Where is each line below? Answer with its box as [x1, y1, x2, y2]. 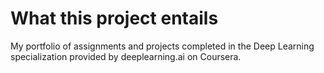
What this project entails [10, 7, 219, 30]
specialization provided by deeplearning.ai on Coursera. [10, 50, 242, 62]
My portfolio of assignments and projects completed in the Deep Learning [10, 40, 315, 52]
